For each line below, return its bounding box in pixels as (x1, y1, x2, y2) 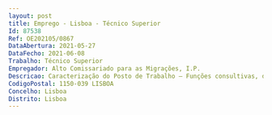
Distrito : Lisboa (8, 95, 67, 103)
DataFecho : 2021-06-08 (8, 49, 85, 57)
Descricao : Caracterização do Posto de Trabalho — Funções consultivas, (8, 72, 259, 80)
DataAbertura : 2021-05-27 (8, 42, 96, 50)
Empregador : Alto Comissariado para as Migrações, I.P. (8, 65, 201, 73)
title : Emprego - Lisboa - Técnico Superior (8, 19, 161, 28)
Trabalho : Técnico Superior (8, 57, 104, 66)
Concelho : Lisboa (8, 87, 67, 96)
